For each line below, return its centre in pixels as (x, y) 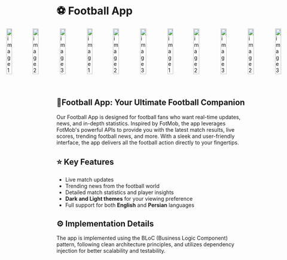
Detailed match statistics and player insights (119, 192)
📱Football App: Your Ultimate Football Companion (151, 103)
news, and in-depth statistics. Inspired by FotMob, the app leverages (141, 123)
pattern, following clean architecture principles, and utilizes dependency (145, 244)
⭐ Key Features (85, 162)
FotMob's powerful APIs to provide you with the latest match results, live (146, 129)
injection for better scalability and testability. (111, 251)
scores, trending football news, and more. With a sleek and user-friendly (146, 136)
